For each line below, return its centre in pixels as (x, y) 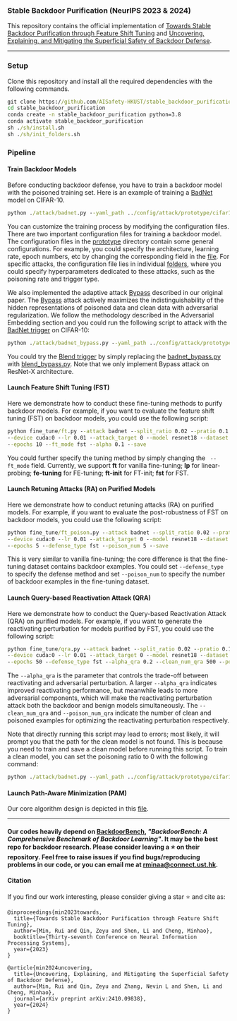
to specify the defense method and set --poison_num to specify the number (116, 574)
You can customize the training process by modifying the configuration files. (118, 226)
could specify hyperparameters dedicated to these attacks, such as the (111, 271)
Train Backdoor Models (42, 169)
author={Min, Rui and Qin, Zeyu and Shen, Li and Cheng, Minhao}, (113, 931)
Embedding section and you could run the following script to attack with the (117, 322)
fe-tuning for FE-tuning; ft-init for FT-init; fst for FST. (111, 473)
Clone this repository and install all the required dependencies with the (110, 81)
